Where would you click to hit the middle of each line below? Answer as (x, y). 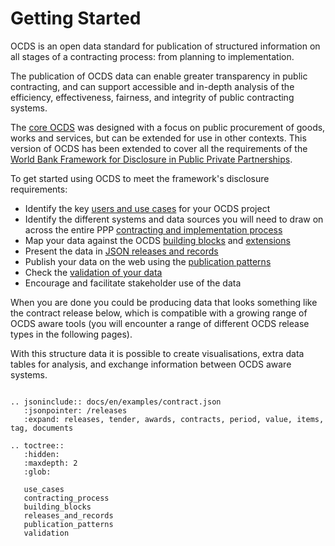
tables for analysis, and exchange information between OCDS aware (151, 364)
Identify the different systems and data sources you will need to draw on (174, 219)
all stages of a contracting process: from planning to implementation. (152, 56)
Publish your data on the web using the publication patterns (148, 261)
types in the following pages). (71, 334)
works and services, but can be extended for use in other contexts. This (158, 138)
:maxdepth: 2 (50, 463)
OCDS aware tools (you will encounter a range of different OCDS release (160, 323)
